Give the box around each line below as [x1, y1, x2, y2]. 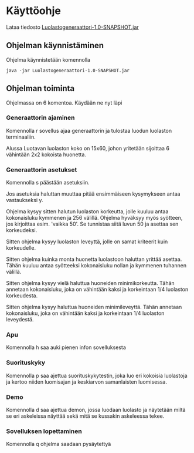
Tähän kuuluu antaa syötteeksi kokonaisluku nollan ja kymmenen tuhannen [6, 262, 186, 269]
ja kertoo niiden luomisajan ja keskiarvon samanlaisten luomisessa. [6, 378, 167, 385]
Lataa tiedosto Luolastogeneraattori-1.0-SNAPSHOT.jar [6, 24, 139, 31]
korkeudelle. [6, 244, 36, 251]
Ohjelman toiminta [6, 83, 75, 93]
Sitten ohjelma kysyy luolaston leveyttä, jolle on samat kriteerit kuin [6, 238, 168, 245]
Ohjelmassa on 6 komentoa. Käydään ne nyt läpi [6, 99, 122, 106]
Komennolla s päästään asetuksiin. [6, 179, 90, 186]
